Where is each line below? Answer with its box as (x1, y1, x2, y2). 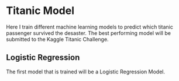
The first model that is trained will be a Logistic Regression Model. (6, 68, 166, 75)
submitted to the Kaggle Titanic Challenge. (6, 36, 109, 43)
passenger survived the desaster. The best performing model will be (6, 29, 171, 36)
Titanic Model (6, 4, 75, 17)
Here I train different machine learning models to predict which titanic (6, 23, 174, 30)
